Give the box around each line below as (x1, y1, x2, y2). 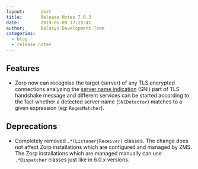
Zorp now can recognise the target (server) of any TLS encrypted (14, 79, 175, 86)
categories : (6, 31, 36, 37)
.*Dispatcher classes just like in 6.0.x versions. (14, 156, 130, 163)
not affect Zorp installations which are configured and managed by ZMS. (14, 143, 193, 151)
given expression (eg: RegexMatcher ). (14, 104, 105, 111)
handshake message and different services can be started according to (14, 92, 190, 99)
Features (6, 63, 40, 74)
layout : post (6, 8, 52, 15)
